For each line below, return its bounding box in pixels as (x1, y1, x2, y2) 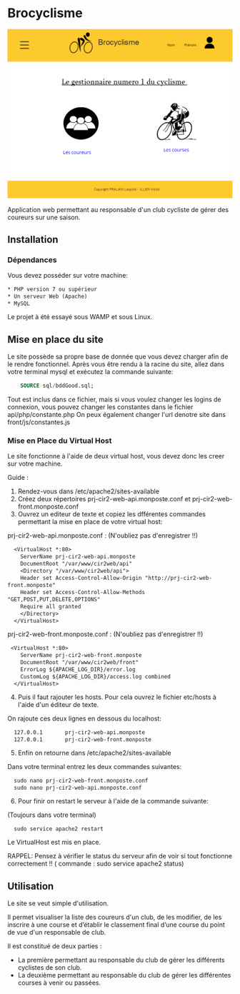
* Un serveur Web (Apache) (7, 293, 88, 301)
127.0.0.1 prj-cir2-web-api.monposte (14, 729, 145, 736)
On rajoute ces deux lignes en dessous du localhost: (7, 714, 162, 723)
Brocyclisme (7, 5, 84, 21)
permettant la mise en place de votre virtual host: (17, 518, 163, 526)
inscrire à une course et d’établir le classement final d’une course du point (7, 920, 225, 929)
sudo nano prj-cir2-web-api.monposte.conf (14, 784, 142, 792)
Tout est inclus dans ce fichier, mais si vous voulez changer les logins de (7, 395, 221, 404)
